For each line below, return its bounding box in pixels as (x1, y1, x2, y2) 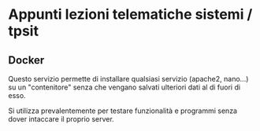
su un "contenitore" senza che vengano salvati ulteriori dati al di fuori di (8, 82, 241, 92)
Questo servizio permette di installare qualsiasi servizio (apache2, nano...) (8, 75, 249, 83)
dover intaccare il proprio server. (8, 115, 114, 123)
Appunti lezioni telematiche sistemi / (8, 5, 253, 24)
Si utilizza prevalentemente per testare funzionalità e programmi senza (8, 106, 238, 115)
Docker (8, 53, 45, 67)
